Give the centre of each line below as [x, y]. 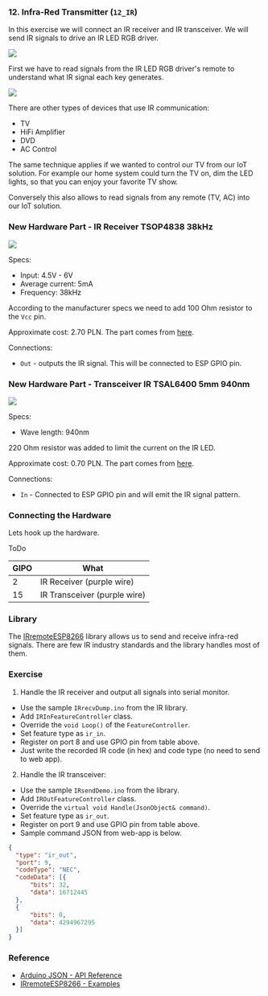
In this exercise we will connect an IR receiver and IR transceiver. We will [128, 30]
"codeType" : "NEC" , [48, 870]
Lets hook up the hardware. [54, 533]
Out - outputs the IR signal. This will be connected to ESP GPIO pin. [131, 363]
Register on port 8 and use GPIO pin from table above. [110, 742]
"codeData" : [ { [41, 878]
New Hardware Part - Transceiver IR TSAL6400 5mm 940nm [129, 384]
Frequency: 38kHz [51, 292]
